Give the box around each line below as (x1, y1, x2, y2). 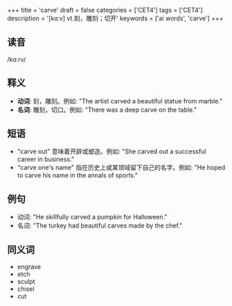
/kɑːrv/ (7, 55, 26, 63)
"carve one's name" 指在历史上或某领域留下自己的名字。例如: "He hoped (17, 163, 226, 172)
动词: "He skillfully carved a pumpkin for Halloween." (17, 213, 168, 221)
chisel (17, 284, 35, 294)
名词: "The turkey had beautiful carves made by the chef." (17, 221, 183, 230)
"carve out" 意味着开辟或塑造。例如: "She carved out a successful (17, 147, 206, 155)
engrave (17, 263, 42, 271)
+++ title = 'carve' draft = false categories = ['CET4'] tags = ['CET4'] (7, 6, 203, 14)
